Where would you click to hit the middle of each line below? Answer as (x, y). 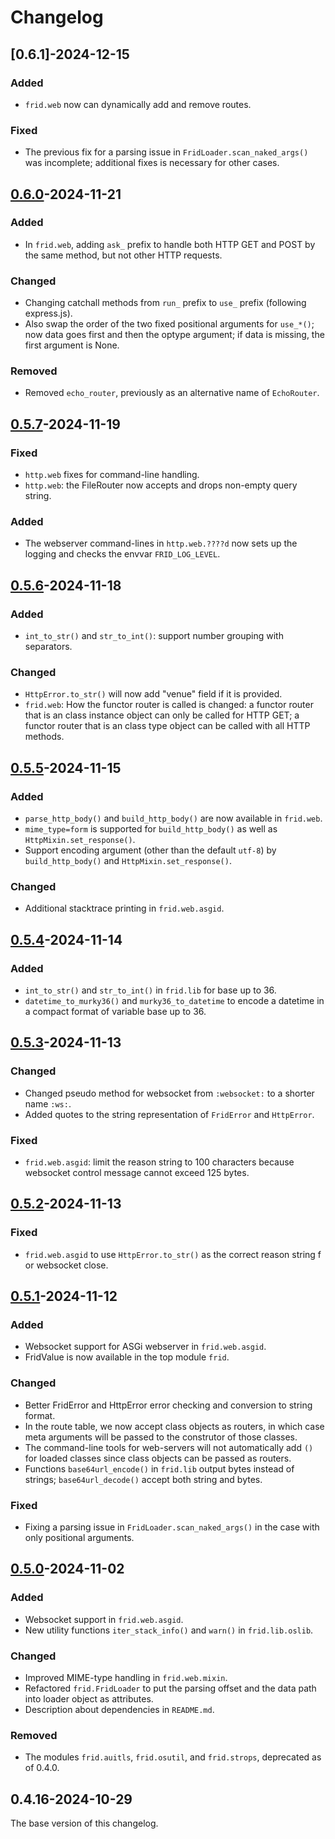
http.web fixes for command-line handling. (112, 475)
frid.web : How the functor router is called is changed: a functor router (169, 705)
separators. (48, 647)
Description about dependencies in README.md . (119, 1710)
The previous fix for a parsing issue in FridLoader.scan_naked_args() (166, 152)
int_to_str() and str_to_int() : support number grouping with (154, 636)
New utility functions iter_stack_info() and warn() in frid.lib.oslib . (169, 1630)
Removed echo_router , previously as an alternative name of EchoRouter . (172, 393)
